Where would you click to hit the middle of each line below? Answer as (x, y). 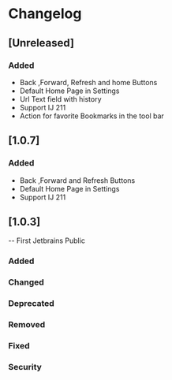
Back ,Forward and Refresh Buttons (77, 180)
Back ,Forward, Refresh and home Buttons (88, 82)
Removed (27, 325)
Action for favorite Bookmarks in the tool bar (92, 116)
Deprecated (32, 304)
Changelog (45, 14)
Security (25, 367)
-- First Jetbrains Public (47, 240)
